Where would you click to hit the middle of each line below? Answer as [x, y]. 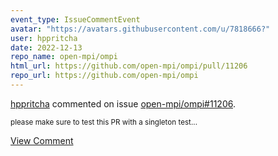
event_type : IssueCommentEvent [75, 19]
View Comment [42, 140]
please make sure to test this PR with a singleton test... [104, 122]
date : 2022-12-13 [46, 47]
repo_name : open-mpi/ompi [64, 57]
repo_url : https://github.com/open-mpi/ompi [104, 76]
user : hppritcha [44, 38]
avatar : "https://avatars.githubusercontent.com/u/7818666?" [140, 29]
